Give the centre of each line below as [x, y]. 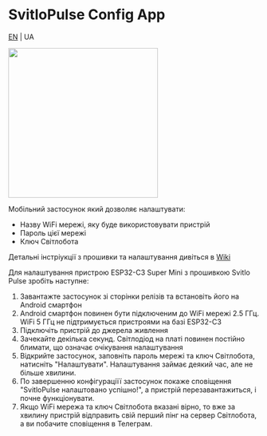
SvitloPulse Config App [87, 15]
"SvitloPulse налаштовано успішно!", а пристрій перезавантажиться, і [138, 390]
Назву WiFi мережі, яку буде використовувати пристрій [115, 224]
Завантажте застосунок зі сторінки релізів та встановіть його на [130, 296]
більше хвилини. [48, 372]
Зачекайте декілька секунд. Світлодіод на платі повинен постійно [132, 339]
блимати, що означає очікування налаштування [101, 347]
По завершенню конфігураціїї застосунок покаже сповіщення [126, 381]
